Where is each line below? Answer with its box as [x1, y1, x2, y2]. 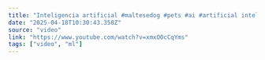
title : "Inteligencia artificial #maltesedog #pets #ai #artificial [8, 11, 238, 19]
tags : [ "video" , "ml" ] [8, 41, 83, 48]
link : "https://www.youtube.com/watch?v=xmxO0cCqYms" [8, 33, 189, 41]
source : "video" [8, 26, 62, 34]
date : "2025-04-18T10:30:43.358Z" [8, 19, 122, 26]
